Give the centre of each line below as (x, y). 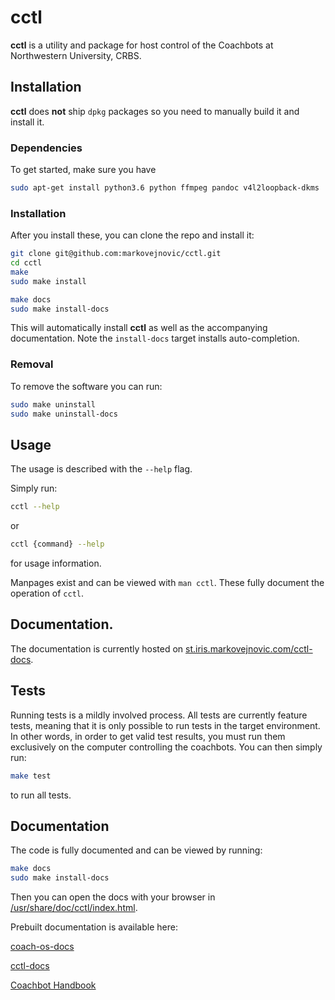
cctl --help (35, 507)
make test (31, 776)
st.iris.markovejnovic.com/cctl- (249, 648)
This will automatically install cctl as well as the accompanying (139, 328)
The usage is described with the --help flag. (101, 469)
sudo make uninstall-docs (64, 414)
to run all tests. (41, 795)
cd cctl (26, 263)
